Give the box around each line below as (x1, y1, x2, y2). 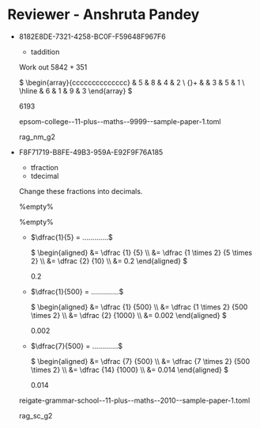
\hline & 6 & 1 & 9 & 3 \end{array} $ (18, 85, 133, 96)
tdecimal (30, 171, 59, 180)
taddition (30, 47, 60, 56)
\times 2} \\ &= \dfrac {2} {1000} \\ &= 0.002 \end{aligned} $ (30, 310, 227, 320)
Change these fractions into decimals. (18, 186, 143, 195)
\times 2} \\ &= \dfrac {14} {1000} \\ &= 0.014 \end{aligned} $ (30, 365, 228, 374)
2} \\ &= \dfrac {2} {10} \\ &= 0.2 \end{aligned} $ (30, 256, 187, 266)
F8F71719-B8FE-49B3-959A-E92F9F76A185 (18, 147, 164, 157)
